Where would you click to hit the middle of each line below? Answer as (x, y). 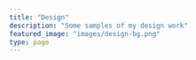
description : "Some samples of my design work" (99, 26)
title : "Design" (39, 17)
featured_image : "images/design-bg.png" (85, 34)
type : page (29, 42)
